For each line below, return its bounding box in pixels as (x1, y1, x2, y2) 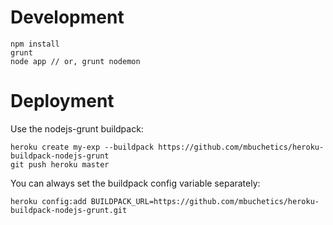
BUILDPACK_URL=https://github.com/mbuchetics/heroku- (90, 196, 320, 206)
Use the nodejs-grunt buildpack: (10, 122, 144, 135)
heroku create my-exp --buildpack (10, 142, 155, 152)
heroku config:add (10, 196, 87, 206)
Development (10, 6, 125, 29)
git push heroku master (10, 159, 110, 170)
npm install (10, 39, 60, 49)
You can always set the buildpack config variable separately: (10, 177, 261, 189)
